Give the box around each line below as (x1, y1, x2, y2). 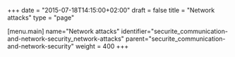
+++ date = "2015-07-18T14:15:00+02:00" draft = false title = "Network (7, 6, 215, 14)
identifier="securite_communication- (121, 27, 228, 35)
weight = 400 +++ (75, 42, 129, 50)
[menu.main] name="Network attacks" (7, 27, 120, 35)
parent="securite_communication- (126, 34, 226, 43)
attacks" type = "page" (7, 13, 75, 22)
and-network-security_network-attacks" (7, 34, 125, 43)
